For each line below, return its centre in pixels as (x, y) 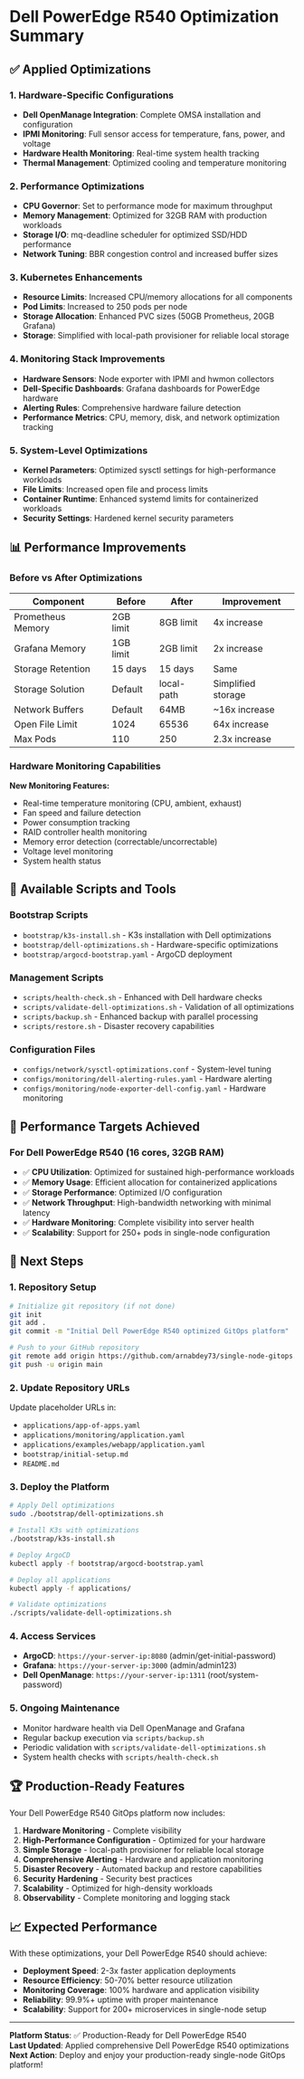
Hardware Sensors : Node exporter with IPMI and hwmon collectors (148, 378)
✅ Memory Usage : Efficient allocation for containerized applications (150, 1182)
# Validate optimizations (58, 1605)
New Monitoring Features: (60, 786)
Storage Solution (49, 689)
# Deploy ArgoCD (40, 1555)
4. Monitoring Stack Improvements (87, 359)
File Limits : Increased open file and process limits (115, 490)
